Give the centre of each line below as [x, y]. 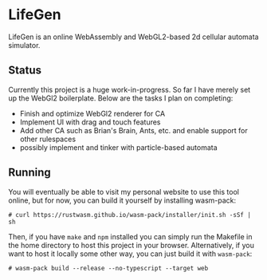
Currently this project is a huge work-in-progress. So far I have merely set [130, 89]
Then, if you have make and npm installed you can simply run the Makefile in [130, 236]
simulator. [24, 45]
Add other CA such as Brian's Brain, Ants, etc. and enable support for [134, 130]
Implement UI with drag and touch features [90, 122]
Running [30, 173]
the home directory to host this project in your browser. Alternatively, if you [132, 245]
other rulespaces [48, 139]
